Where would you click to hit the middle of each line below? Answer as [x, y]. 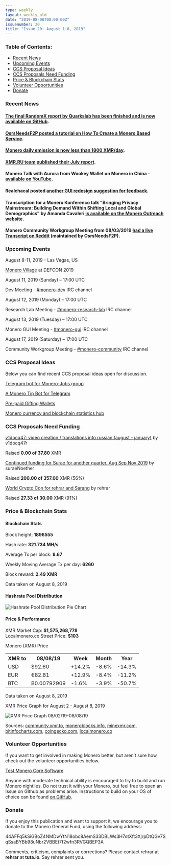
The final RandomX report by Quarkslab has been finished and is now [80, 116]
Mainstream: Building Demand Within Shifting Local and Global [74, 208]
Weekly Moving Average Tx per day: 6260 [50, 565]
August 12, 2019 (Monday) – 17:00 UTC [46, 300]
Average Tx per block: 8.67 [34, 554]
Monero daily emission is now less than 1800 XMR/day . [65, 150]
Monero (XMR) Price [27, 646]
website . [15, 219]
